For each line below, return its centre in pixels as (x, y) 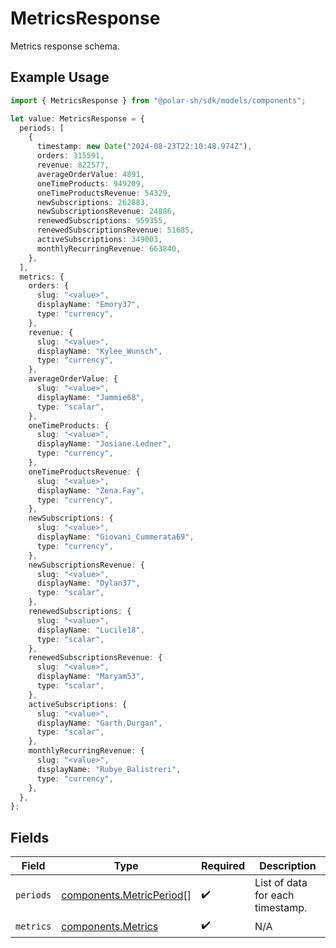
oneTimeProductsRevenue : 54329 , (104, 193)
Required (223, 866)
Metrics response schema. (65, 46)
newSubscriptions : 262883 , (93, 202)
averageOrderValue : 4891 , (90, 174)
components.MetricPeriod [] (126, 895)
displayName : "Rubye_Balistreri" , (109, 769)
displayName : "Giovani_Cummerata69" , (115, 537)
